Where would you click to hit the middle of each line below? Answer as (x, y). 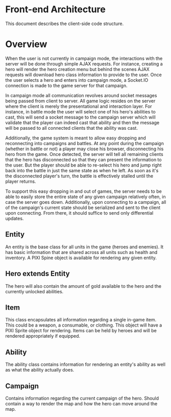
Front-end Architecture (55, 9)
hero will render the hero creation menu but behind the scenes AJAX (77, 69)
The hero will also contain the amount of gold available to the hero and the (83, 286)
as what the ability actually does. (40, 370)
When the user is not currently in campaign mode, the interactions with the (84, 58)
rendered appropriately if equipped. (43, 336)
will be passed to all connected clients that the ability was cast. (71, 128)
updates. (15, 218)
